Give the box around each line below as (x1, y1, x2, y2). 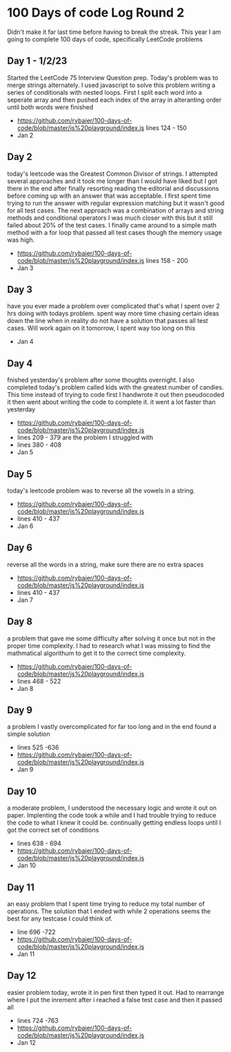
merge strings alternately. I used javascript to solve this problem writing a (7, 81, 216, 89)
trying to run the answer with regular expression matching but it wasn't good (7, 199, 225, 207)
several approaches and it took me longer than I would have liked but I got (7, 176, 217, 185)
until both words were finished (7, 102, 94, 111)
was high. (7, 235, 35, 243)
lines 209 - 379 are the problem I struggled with (17, 434, 154, 442)
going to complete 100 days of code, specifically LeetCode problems (7, 35, 203, 43)
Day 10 (7, 785, 37, 797)
